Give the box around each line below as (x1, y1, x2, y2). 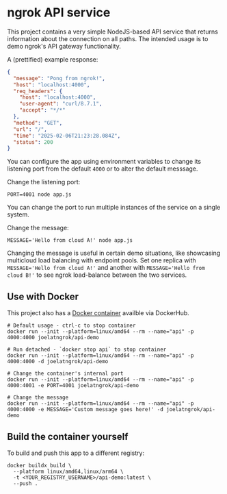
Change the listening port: (7, 178, 81, 186)
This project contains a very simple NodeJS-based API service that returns (7, 27, 219, 36)
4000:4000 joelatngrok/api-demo (7, 334, 99, 341)
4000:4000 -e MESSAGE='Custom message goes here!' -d (7, 406, 164, 413)
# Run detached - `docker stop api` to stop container (7, 346, 167, 354)
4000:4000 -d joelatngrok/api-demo (7, 358, 109, 365)
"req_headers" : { (13, 88, 63, 95)
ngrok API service (7, 5, 111, 21)
